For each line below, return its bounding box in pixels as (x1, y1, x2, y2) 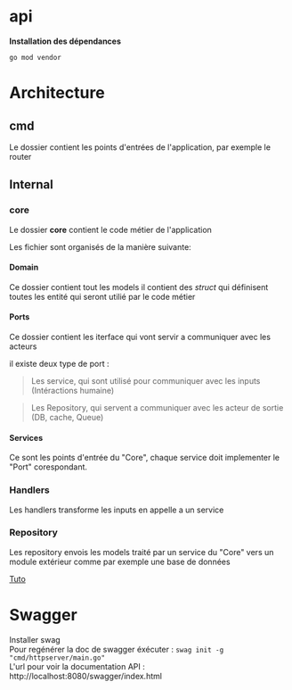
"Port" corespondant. (9, 461, 87, 472)
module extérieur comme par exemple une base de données (9, 556, 231, 567)
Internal (9, 177, 53, 193)
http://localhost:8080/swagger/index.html (9, 670, 163, 681)
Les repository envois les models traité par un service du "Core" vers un (9, 546, 274, 557)
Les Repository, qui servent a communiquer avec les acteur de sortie (30, 403, 284, 413)
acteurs (9, 341, 37, 352)
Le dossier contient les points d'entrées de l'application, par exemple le (9, 141, 272, 153)
